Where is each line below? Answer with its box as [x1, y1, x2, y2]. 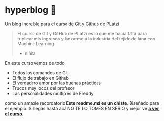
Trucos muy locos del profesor [12, 85, 75, 91]
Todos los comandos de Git [12, 69, 68, 76]
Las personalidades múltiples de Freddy [12, 90, 94, 96]
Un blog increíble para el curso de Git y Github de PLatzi [5, 21, 119, 27]
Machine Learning [17, 40, 54, 46]
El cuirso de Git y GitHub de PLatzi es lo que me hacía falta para [17, 30, 147, 36]
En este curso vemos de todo [5, 60, 65, 66]
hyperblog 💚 [5, 4, 57, 16]
